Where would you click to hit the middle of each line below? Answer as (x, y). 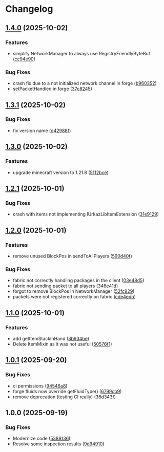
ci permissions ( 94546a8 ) (40, 386)
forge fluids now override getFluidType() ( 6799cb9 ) (67, 391)
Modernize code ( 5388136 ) (42, 439)
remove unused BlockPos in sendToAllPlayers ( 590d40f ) (72, 256)
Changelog (29, 9)
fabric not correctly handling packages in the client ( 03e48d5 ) (78, 281)
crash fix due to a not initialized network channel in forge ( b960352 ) (85, 83)
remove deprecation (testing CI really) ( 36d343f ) (64, 397)
